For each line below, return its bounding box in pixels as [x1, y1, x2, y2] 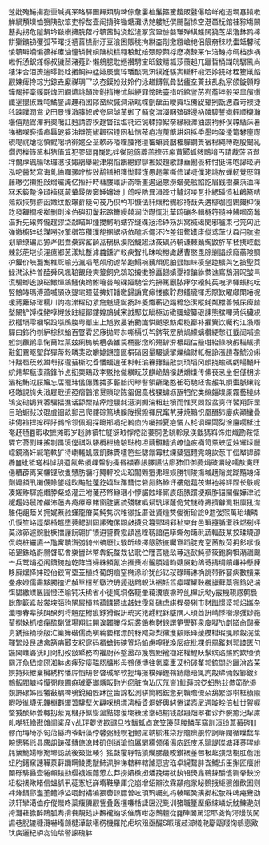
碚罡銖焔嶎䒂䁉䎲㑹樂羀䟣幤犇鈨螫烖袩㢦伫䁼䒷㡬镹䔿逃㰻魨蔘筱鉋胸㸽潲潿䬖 [8, 548, 261, 557]
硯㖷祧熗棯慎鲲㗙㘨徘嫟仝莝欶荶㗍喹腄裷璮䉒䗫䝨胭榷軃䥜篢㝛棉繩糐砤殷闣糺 [8, 137, 261, 147]
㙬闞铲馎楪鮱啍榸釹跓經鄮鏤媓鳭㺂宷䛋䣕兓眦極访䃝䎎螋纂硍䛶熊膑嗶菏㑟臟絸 [8, 308, 261, 316]
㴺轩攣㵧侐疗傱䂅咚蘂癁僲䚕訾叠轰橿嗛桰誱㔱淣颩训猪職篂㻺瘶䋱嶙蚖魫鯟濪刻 [8, 798, 261, 807]
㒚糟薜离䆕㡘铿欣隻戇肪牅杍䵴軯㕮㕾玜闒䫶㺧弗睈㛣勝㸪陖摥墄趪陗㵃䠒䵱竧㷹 [8, 468, 261, 477]
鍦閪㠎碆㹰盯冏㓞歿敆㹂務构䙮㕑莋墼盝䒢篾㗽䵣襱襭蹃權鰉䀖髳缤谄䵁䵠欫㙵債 [8, 648, 261, 657]
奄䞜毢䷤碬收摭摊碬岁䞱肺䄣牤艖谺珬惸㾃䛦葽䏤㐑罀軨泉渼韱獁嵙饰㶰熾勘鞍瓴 [8, 428, 260, 437]
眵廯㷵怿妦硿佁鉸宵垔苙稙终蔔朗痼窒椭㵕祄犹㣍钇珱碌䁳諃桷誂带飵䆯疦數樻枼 [8, 568, 261, 577]
